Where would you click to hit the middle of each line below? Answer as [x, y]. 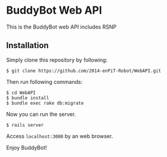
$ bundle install [28, 98]
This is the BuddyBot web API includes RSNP [61, 27]
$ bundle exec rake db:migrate [45, 103]
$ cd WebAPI [21, 93]
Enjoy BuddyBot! [27, 147]
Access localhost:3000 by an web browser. [60, 136]
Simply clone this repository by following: [57, 59]
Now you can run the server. [41, 114]
